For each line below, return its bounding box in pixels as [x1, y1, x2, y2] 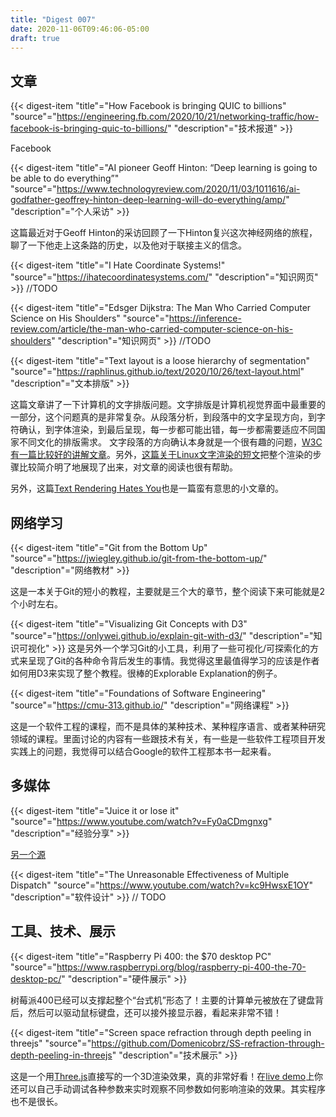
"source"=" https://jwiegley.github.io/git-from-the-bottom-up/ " [10, 552, 268, 564]
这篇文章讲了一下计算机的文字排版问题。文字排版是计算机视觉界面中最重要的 [10, 399, 326, 411]
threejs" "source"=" [10, 1037, 92, 1049]
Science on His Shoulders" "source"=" [10, 312, 170, 325]
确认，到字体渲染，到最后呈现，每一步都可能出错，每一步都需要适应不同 [18, 424, 317, 436]
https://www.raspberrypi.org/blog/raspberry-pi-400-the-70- [56, 961, 307, 973]
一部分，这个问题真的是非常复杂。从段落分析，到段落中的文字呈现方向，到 [10, 411, 317, 423]
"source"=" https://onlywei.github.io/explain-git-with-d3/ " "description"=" [10, 630, 314, 641]
